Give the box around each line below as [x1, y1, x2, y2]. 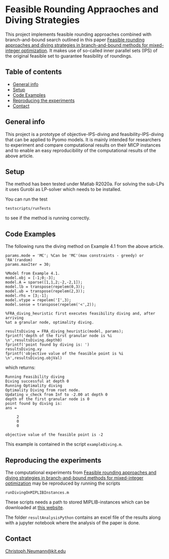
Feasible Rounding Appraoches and [5, 4, 159, 15]
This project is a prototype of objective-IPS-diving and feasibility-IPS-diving [5, 131, 164, 137]
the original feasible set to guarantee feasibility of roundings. [5, 52, 132, 59]
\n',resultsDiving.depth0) [5, 338, 62, 343]
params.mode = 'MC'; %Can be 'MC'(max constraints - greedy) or [5, 253, 144, 258]
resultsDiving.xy [5, 347, 42, 352]
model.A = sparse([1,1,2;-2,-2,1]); [5, 280, 83, 285]
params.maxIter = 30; [5, 262, 51, 267]
